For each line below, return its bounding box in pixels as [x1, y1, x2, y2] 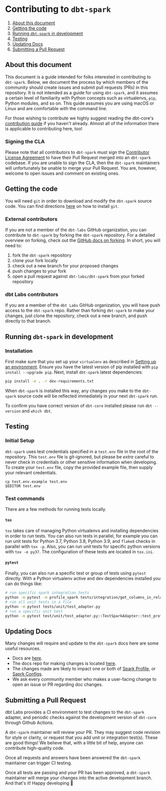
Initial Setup [5, 437, 35, 444]
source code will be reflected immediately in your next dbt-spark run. [17, 393, 158, 399]
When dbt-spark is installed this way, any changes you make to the [5, 388, 142, 394]
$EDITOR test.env [5, 483, 41, 488]
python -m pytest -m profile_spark [5, 595, 79, 600]
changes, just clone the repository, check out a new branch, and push [5, 313, 147, 319]
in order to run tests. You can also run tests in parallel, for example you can [5, 533, 158, 539]
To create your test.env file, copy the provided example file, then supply [5, 464, 153, 470]
